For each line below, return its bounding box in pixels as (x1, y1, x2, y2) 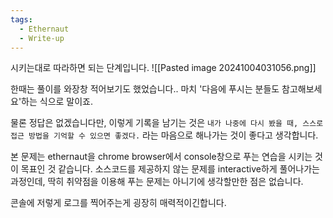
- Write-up (19, 33, 65, 43)
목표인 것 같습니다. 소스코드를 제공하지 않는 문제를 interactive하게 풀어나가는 (20, 163, 320, 175)
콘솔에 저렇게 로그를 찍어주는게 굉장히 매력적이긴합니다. (10, 197, 227, 209)
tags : (10, 14, 33, 25)
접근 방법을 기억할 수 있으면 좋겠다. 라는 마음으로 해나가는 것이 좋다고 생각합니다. (10, 129, 319, 141)
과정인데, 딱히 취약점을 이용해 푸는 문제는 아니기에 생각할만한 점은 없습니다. (10, 176, 304, 188)
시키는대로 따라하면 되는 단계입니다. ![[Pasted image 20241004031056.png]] (10, 62, 317, 74)
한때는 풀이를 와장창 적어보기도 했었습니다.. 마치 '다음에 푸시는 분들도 (10, 83, 280, 95)
